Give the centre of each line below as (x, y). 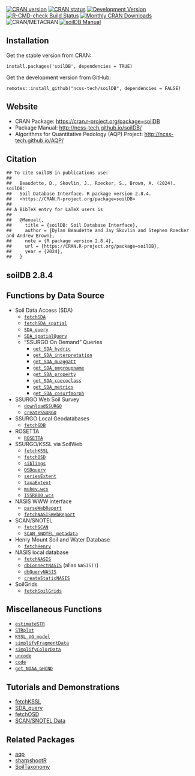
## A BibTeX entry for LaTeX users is (55, 210)
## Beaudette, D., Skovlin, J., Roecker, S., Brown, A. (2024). (91, 184)
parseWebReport (43, 508)
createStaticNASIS (47, 578)
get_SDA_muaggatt (54, 362)
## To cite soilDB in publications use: (58, 173)
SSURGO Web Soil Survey (47, 399)
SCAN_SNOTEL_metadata (51, 534)
